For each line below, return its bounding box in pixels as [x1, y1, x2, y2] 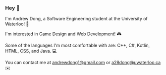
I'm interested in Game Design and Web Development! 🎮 [5, 31, 122, 37]
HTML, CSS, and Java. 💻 [5, 48, 57, 54]
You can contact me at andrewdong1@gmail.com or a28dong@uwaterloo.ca [5, 60, 161, 66]
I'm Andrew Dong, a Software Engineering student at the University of [5, 16, 148, 22]
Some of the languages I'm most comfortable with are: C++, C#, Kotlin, [5, 42, 150, 49]
